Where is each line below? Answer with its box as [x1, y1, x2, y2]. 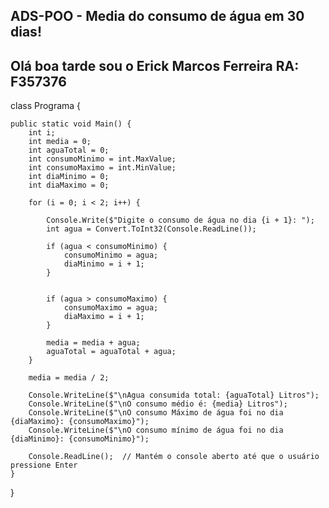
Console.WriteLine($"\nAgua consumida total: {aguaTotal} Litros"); [28, 390, 320, 401]
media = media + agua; [46, 338, 141, 348]
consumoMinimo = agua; [63, 250, 159, 261]
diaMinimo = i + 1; [63, 259, 145, 269]
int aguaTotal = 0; [28, 145, 110, 156]
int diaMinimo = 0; [28, 172, 110, 182]
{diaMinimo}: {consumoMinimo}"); [10, 434, 150, 444]
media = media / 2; [28, 373, 110, 383]
